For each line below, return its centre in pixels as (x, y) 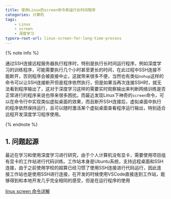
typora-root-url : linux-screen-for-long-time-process (64, 39)
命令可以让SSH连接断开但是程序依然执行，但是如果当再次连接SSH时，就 (81, 82)
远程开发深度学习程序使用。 (34, 114)
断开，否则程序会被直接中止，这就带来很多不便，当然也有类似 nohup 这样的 (87, 76)
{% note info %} (22, 53)
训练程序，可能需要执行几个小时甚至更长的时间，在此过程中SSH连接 (85, 70)
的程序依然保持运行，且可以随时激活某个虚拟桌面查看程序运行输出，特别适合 (85, 108)
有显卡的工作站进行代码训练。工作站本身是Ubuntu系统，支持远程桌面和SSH (84, 161)
